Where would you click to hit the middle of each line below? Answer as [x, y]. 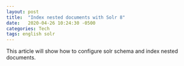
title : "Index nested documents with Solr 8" [66, 17]
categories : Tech [28, 28]
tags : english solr [31, 34]
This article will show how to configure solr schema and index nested [92, 51]
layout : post [23, 12]
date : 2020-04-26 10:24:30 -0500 [51, 23]
